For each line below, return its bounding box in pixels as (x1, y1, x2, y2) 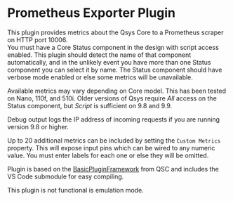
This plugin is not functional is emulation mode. (7, 186, 144, 194)
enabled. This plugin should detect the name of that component (7, 51, 192, 59)
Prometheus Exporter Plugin (7, 5, 176, 21)
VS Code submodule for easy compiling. (7, 172, 124, 181)
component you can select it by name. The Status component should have (7, 65, 222, 74)
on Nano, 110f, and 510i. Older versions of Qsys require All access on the (7, 93, 218, 103)
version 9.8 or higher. (7, 122, 69, 131)
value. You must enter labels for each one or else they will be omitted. (7, 151, 209, 160)
